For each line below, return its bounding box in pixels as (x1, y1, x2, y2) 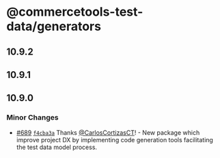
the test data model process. (16, 143, 97, 151)
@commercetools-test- (6, 4, 143, 20)
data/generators (6, 18, 102, 34)
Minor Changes (6, 113, 59, 122)
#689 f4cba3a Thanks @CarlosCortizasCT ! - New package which (16, 128, 200, 137)
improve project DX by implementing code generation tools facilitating (16, 135, 213, 144)
